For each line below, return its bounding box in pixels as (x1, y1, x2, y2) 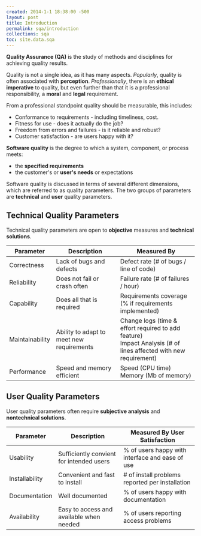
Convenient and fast (58, 471, 115, 479)
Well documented (58, 492, 108, 500)
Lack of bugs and (56, 257, 105, 265)
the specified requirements (14, 163, 84, 169)
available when (58, 513, 100, 521)
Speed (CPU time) (120, 364, 172, 372)
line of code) (120, 265, 156, 273)
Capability (9, 299, 38, 307)
